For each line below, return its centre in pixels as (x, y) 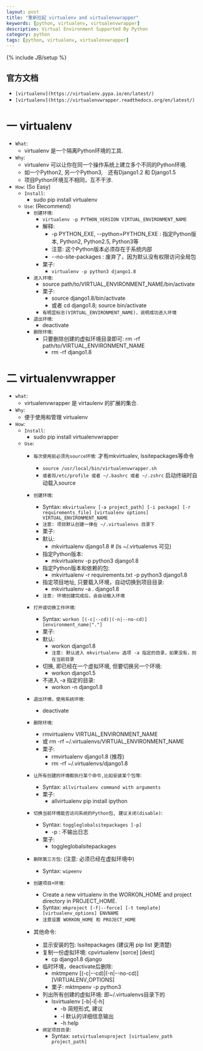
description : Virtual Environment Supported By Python (77, 29)
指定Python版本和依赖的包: (76, 568)
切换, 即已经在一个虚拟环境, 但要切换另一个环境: (102, 666)
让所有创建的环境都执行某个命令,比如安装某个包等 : (88, 775)
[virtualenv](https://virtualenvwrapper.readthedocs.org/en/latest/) (105, 100)
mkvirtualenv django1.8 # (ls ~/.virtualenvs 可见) (112, 546)
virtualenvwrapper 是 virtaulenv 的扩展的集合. (81, 403)
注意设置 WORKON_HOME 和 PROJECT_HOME (89, 920)
